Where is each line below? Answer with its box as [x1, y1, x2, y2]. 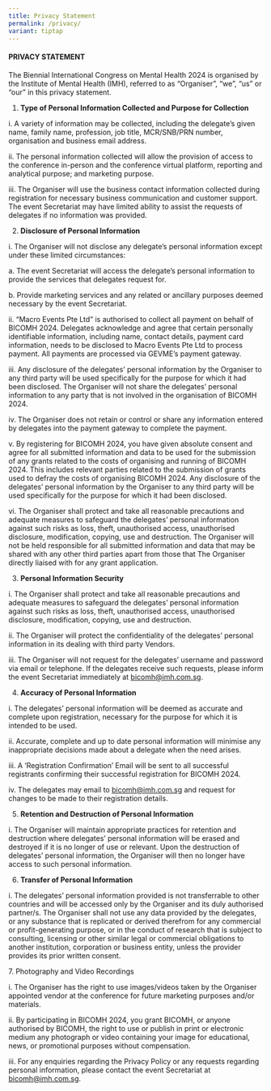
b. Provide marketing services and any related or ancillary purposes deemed [8, 290, 264, 299]
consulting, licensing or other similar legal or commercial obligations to [8, 933, 244, 943]
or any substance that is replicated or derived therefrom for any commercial [8, 916, 261, 926]
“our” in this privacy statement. [8, 87, 112, 97]
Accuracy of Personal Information [19, 687, 137, 697]
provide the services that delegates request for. [8, 274, 167, 284]
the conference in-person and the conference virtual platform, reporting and [8, 159, 263, 170]
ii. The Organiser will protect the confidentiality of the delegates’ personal [8, 630, 254, 640]
